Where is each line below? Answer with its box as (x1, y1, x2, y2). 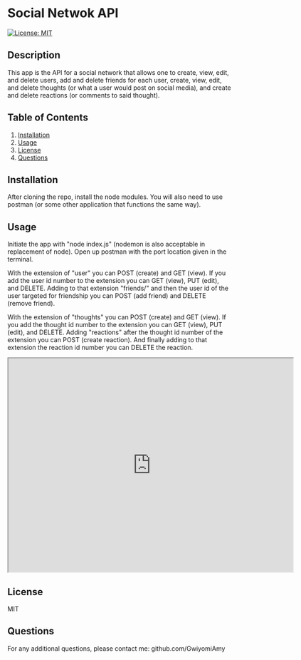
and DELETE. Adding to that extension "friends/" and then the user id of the (7, 284, 229, 293)
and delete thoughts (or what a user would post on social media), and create (7, 83, 231, 92)
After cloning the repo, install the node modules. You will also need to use (7, 192, 223, 201)
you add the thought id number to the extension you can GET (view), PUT (7, 321, 223, 329)
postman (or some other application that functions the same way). (7, 200, 201, 209)
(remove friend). (7, 299, 56, 308)
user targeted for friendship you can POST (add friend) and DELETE (7, 292, 206, 300)
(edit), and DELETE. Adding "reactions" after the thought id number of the (7, 328, 223, 336)
